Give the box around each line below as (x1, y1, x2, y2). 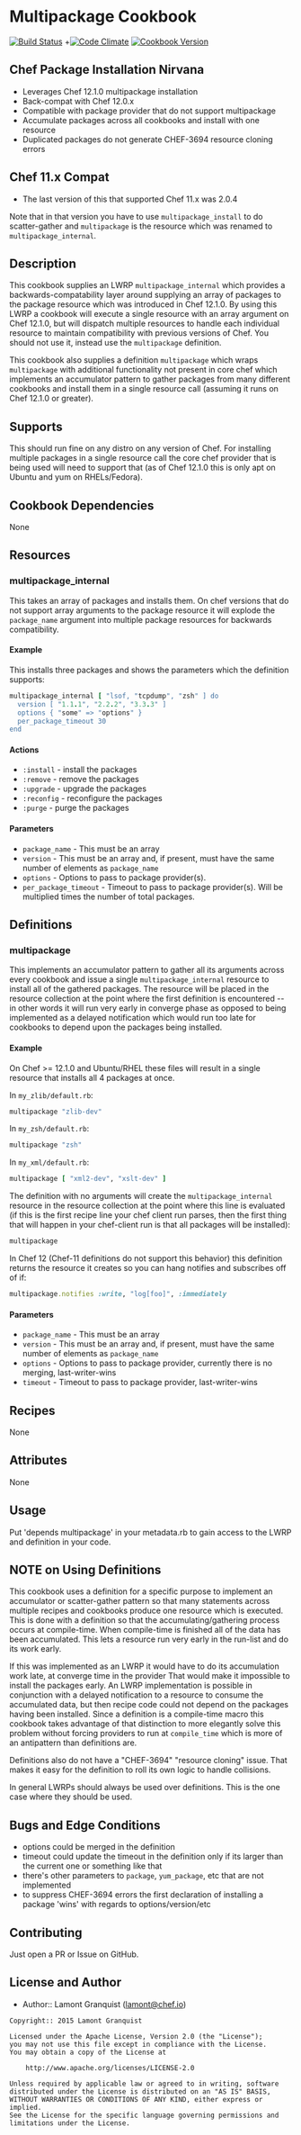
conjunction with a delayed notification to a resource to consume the (9, 1689, 263, 1700)
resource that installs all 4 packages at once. (9, 1072, 175, 1083)
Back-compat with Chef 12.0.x (22, 95, 135, 106)
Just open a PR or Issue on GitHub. (9, 1949, 139, 1959)
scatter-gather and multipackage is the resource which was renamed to (9, 221, 273, 231)
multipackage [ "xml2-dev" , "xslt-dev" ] (9, 1175, 167, 1184)
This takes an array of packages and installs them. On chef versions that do (9, 595, 289, 606)
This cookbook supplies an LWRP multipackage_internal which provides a (9, 280, 286, 291)
